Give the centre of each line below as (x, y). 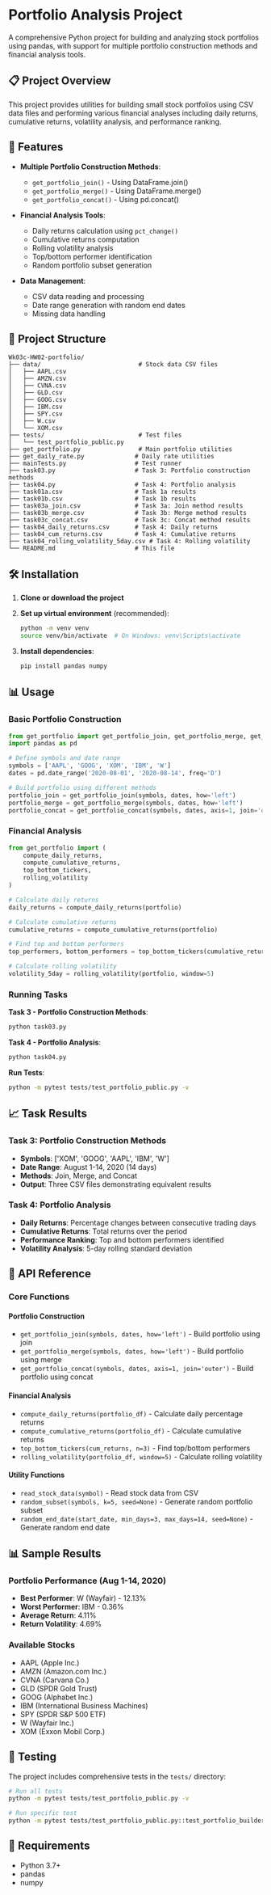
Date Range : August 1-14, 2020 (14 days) (88, 1167)
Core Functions (39, 1297)
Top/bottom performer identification (92, 256)
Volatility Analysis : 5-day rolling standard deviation (106, 1248)
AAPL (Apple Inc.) (50, 1662)
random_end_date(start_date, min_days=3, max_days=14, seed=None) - (137, 1518)
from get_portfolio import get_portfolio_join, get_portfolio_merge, (128, 736)
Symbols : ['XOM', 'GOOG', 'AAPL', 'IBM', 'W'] (94, 1159)
